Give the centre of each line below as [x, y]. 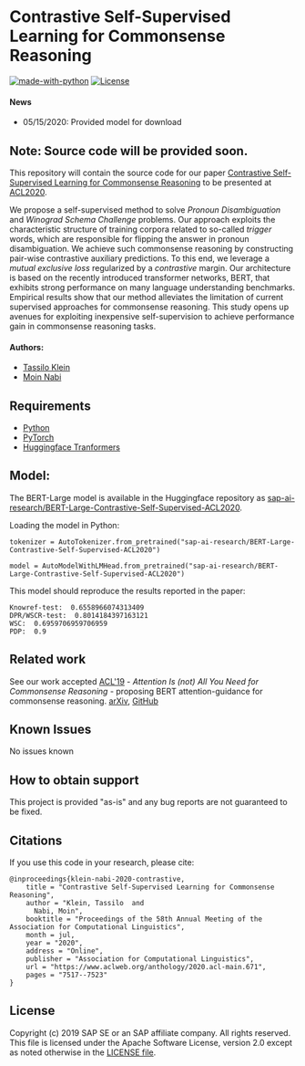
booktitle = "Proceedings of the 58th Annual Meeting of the [144, 919]
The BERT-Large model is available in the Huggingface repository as [137, 497]
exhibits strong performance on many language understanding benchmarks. [152, 287]
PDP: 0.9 [28, 632]
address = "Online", [65, 951]
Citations [36, 840]
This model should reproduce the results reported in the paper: [127, 590]
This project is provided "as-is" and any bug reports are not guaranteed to [149, 802]
